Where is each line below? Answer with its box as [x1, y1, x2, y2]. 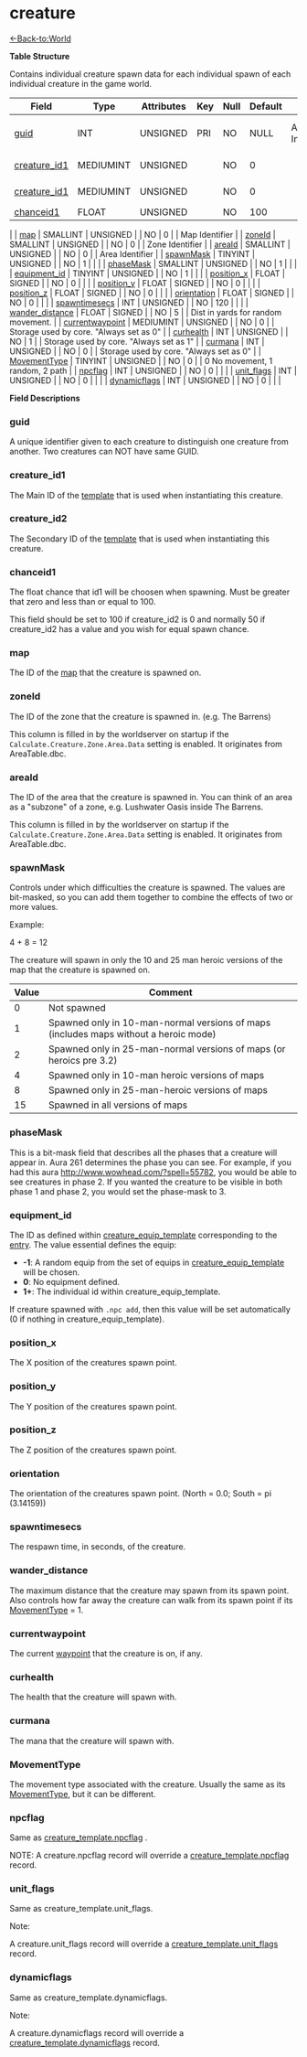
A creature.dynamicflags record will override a [9, 2027, 185, 2038]
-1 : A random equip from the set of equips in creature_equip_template [22, 1257, 285, 1268]
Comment [148, 986, 194, 999]
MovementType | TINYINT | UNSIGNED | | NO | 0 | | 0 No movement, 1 [9, 355, 273, 366]
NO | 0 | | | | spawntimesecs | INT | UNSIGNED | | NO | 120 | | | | [9, 296, 249, 308]
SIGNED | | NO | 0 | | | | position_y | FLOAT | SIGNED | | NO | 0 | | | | [9, 277, 260, 288]
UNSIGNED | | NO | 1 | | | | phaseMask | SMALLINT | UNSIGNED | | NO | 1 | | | [9, 258, 298, 269]
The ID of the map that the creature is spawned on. [9, 667, 202, 679]
